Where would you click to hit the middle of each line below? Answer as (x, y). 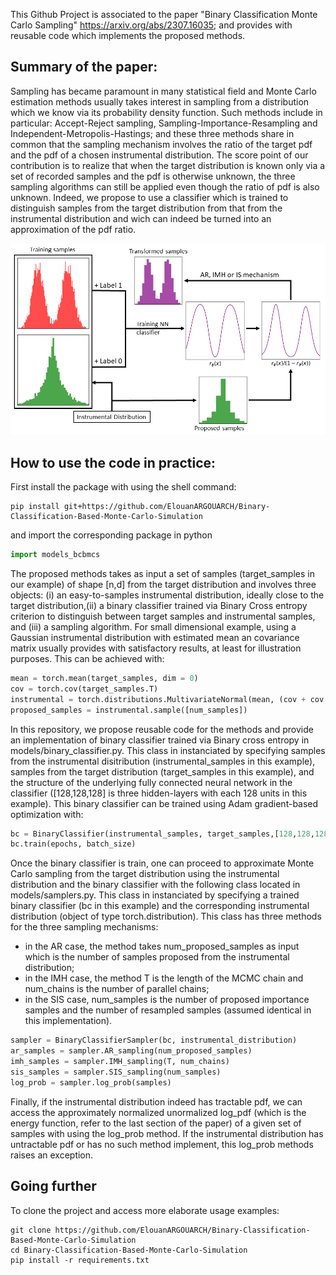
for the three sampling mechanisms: (84, 927)
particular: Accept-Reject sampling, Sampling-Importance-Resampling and (164, 123)
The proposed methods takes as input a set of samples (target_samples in (162, 574)
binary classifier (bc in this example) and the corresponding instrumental (160, 906)
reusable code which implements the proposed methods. (128, 35)
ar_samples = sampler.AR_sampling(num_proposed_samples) (131, 1051)
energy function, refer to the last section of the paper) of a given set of (156, 1123)
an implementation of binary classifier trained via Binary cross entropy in (160, 740)
